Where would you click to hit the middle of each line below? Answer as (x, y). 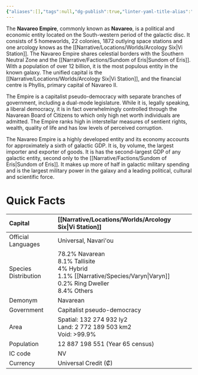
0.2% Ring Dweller (84, 283)
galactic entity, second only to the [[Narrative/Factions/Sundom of (86, 158)
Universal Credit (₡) (85, 363)
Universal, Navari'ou (86, 240)
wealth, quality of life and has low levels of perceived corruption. (85, 128)
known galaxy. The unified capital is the (54, 72)
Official (19, 237)
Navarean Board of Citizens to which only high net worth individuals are (93, 115)
